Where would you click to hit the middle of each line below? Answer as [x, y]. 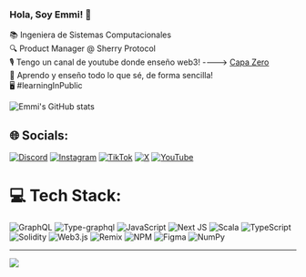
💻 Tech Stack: [66, 196]
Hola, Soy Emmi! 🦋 [51, 15]
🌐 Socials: [39, 135]
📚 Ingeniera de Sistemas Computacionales [90, 35]
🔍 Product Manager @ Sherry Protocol [83, 48]
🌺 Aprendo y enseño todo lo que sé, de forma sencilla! [112, 76]
